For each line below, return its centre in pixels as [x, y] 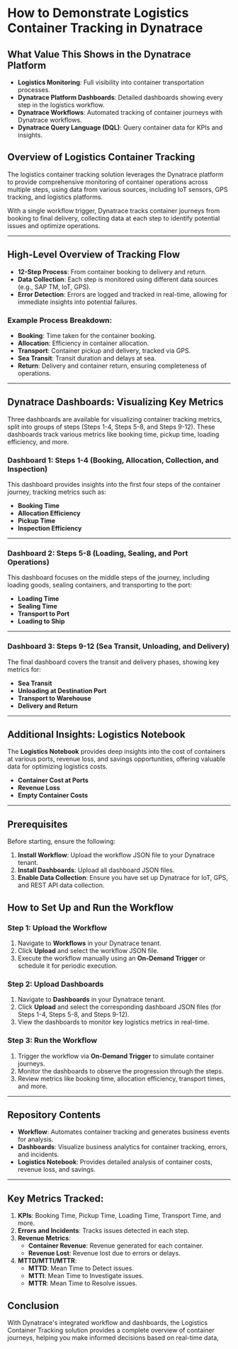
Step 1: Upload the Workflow [57, 927]
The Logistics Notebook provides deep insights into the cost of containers [116, 752]
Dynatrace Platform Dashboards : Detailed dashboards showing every [120, 97]
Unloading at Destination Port [62, 690]
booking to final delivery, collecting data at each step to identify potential [114, 218]
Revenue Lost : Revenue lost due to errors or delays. [104, 1253]
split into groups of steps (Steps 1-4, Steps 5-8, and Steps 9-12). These [111, 427]
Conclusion [33, 1305]
